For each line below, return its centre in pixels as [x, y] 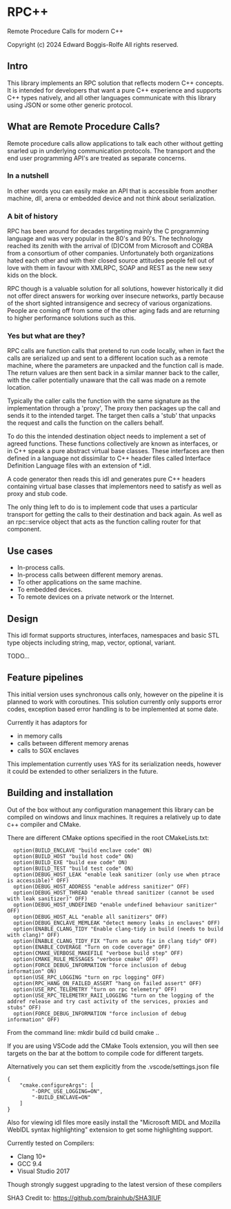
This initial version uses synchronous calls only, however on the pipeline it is [115, 694]
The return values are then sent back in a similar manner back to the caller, [113, 373]
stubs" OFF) [24, 1007]
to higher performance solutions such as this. [72, 318]
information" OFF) [33, 1020]
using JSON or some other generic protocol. [70, 105]
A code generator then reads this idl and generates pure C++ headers [106, 479]
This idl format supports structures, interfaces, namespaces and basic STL [113, 636]
